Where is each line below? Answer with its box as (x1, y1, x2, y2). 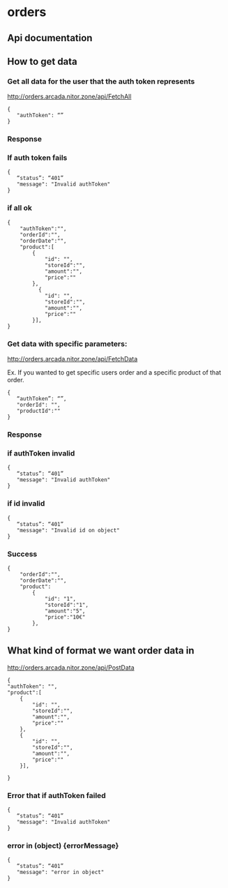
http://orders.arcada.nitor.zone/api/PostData (7, 663, 135, 672)
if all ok (7, 203, 33, 213)
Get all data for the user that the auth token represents (7, 76, 195, 86)
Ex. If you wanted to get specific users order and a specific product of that (7, 368, 222, 377)
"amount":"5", (44, 608, 86, 615)
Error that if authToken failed (7, 790, 106, 800)
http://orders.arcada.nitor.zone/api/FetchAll (7, 92, 132, 101)
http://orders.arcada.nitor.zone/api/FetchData (7, 355, 138, 363)
